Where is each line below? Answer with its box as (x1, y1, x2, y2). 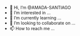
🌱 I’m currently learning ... (9, 15, 62, 20)
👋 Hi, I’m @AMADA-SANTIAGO (9, 5, 71, 10)
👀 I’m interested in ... (9, 10, 51, 16)
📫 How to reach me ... (9, 26, 55, 31)
